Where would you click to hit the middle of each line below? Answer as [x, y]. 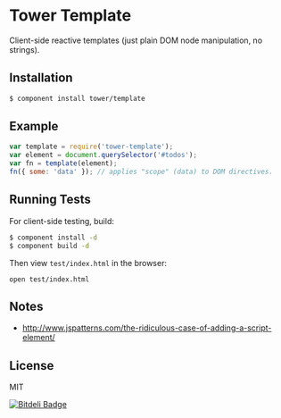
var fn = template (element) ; [63, 163]
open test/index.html [50, 279]
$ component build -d [50, 246]
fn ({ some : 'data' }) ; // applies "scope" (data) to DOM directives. [141, 172]
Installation [41, 78]
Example [34, 126]
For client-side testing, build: [62, 221]
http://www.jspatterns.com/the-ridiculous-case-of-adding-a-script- [147, 328]
